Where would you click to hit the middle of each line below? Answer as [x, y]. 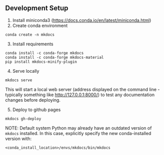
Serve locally [26, 71]
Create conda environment [40, 25]
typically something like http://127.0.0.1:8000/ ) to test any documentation [80, 95]
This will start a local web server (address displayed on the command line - [82, 89]
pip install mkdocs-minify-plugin [41, 62]
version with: [18, 139]
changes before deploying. [33, 100]
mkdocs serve [19, 80]
